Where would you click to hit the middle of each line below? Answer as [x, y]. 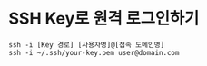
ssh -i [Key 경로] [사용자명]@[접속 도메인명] [87, 45]
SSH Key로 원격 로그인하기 [104, 19]
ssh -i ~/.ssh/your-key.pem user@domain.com [94, 52]
